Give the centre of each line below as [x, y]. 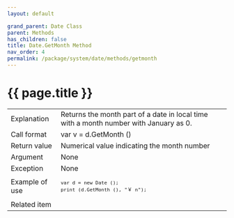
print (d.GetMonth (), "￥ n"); [103, 189]
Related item [31, 204]
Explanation [30, 118]
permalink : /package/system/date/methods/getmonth [82, 59]
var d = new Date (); [89, 182]
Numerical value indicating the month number [135, 146]
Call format [29, 134]
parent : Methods [31, 33]
